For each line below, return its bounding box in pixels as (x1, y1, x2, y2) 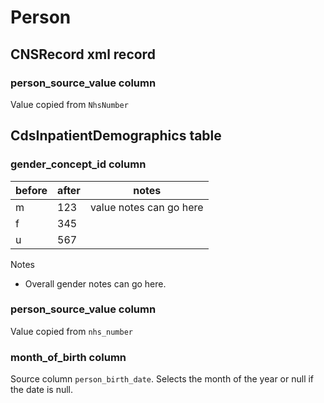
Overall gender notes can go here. (24, 277, 167, 290)
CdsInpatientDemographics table (10, 127, 222, 145)
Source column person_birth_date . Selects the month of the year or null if (10, 373, 315, 385)
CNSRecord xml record (10, 46, 156, 63)
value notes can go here (89, 200, 204, 214)
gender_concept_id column (10, 157, 147, 171)
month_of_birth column (10, 350, 127, 364)
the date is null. (10, 384, 74, 396)
